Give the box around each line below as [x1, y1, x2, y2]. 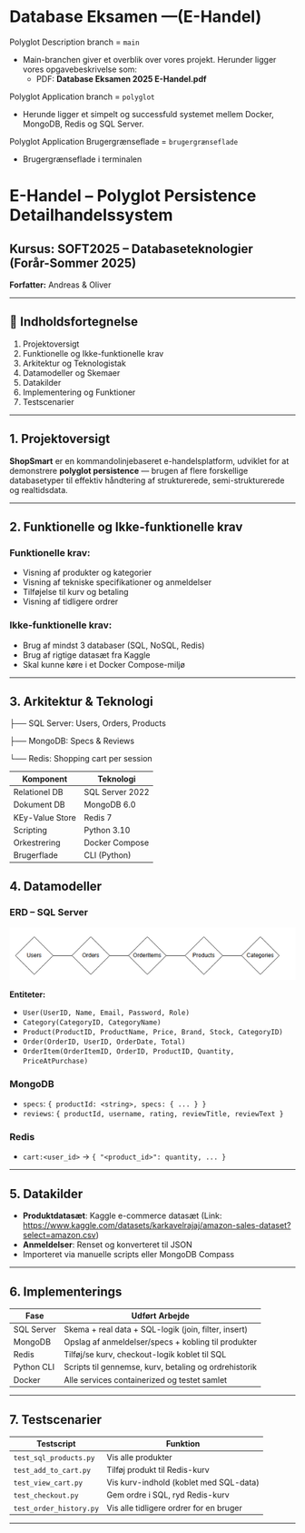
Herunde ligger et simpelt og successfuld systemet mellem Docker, [22, 108, 274, 119]
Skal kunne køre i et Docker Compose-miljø [22, 659, 186, 670]
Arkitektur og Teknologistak [22, 358, 127, 368]
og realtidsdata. [9, 484, 68, 495]
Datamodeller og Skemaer [22, 367, 121, 378]
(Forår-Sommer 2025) [9, 255, 137, 270]
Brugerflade [13, 850, 59, 861]
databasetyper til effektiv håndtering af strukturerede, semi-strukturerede [9, 475, 285, 486]
